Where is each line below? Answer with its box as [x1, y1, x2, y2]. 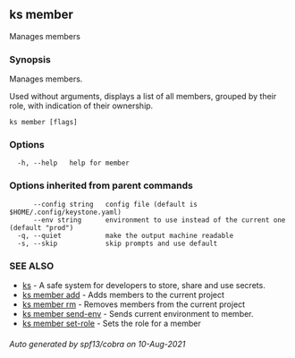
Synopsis [9, 53, 51, 65]
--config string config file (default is [32, 200, 198, 209]
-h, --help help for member [17, 158, 130, 168]
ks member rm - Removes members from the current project [21, 299, 246, 310]
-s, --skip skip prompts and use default [17, 239, 218, 248]
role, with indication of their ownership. [9, 100, 154, 111]
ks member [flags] [9, 118, 78, 127]
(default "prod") [9, 223, 74, 232]
